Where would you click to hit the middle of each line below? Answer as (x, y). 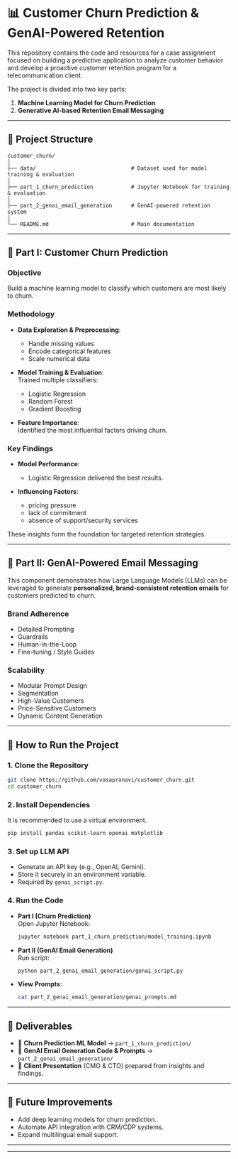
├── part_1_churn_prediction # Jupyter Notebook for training (119, 187)
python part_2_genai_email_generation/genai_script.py (100, 971)
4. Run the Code (35, 900)
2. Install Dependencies (49, 804)
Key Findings (30, 448)
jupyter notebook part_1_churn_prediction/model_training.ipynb (114, 937)
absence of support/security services (83, 521)
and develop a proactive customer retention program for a (92, 68)
